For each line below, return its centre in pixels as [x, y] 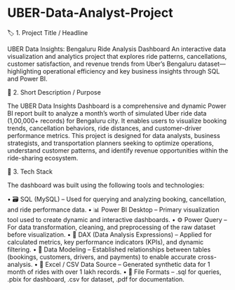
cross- [207, 256]
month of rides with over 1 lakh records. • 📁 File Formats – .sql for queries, [114, 272]
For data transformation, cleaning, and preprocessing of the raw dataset [112, 227]
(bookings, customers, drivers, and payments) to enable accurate [102, 256]
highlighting [25, 71]
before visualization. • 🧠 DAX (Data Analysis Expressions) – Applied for [109, 234]
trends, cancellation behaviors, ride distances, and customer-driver [105, 128]
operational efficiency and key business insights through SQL [131, 71]
